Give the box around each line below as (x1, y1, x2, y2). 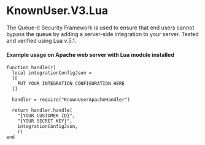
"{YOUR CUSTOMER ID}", (17, 113, 75, 119)
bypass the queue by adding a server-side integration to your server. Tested (6, 30, 199, 37)
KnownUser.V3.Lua (6, 4, 109, 18)
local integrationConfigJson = (12, 70, 92, 76)
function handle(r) (6, 65, 56, 71)
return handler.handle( (12, 108, 72, 114)
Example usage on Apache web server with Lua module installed (6, 51, 175, 58)
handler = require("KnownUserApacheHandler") (12, 97, 131, 103)
